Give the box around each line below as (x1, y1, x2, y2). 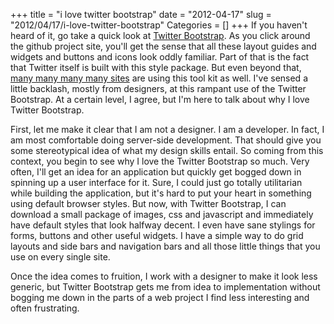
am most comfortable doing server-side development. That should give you (10, 134, 322, 146)
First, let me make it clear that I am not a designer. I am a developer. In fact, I (10, 124, 325, 135)
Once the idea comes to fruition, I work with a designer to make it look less (10, 270, 318, 282)
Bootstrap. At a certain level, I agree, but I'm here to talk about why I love (10, 94, 310, 105)
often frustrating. (10, 302, 80, 314)
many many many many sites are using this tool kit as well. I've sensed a (10, 72, 308, 84)
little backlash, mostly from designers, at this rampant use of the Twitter (10, 83, 307, 94)
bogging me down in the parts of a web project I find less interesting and (10, 292, 310, 303)
